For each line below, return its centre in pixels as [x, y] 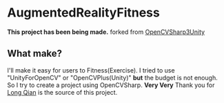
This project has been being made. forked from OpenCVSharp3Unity [106, 32]
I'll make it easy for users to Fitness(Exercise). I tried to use [91, 70]
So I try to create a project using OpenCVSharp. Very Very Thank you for [111, 85]
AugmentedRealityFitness [83, 13]
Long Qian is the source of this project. [62, 92]
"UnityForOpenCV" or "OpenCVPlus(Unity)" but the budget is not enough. [113, 77]
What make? [35, 54]
